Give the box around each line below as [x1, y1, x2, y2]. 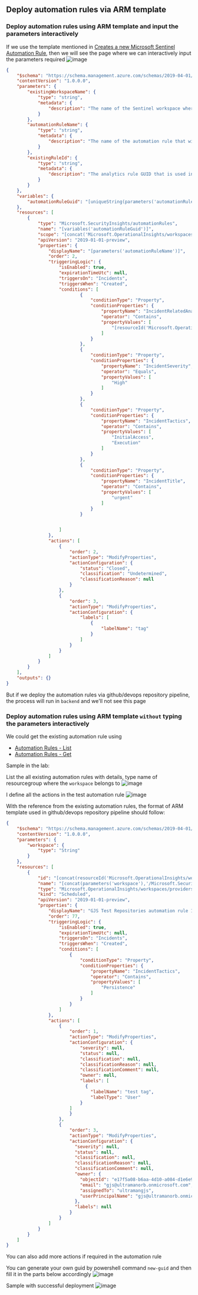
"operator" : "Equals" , [101, 369, 157, 374]
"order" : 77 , [48, 913, 81, 919]
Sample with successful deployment [6, 1282, 94, 1289]
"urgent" [111, 495, 133, 501]
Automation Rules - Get [14, 751, 72, 758]
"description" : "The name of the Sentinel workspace [48, 106, 181, 111]
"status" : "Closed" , [80, 566, 131, 571]
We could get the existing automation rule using [6, 733, 122, 740]
